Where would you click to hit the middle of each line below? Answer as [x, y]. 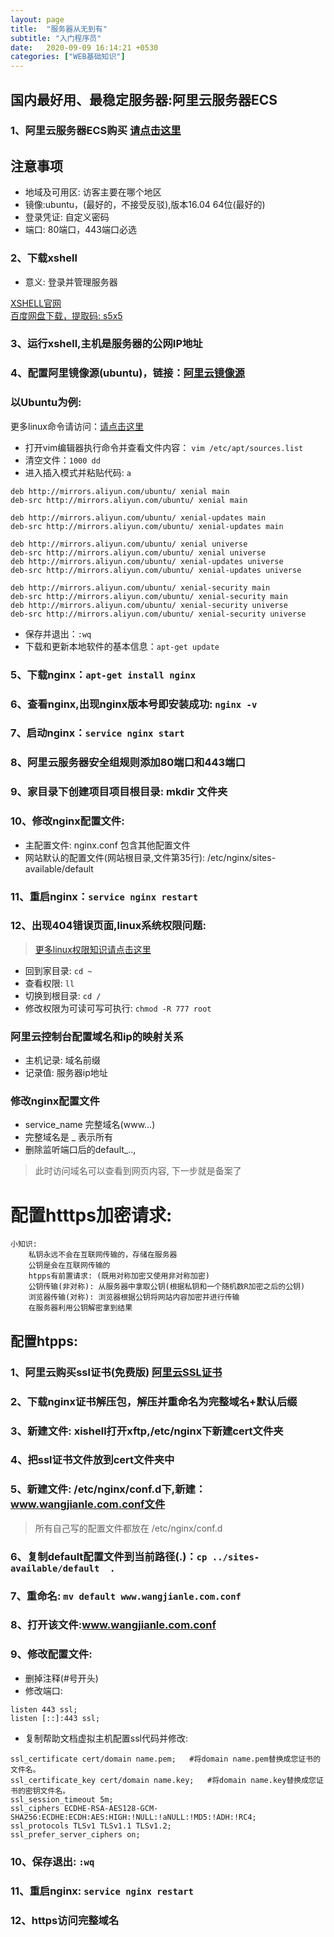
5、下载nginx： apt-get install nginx [103, 674]
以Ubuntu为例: [46, 403]
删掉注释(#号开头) [61, 1678]
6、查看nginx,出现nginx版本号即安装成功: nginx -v [134, 704]
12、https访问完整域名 [65, 1920]
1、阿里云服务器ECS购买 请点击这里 [96, 131]
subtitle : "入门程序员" [56, 38]
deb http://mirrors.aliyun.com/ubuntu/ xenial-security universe [149, 605]
